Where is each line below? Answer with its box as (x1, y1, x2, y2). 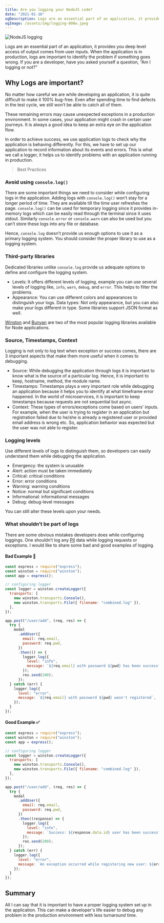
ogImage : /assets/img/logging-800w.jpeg (5, 21, 89, 26)
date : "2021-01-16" (5, 12, 45, 17)
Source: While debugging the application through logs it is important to (12, 367, 155, 374)
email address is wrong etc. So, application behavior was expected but (12, 420, 155, 425)
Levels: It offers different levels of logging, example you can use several (12, 279, 157, 285)
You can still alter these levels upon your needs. (5, 508, 102, 514)
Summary (5, 889, 36, 897)
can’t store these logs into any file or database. (5, 221, 100, 227)
